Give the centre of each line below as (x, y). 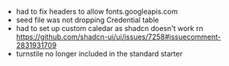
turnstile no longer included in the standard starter (99, 54)
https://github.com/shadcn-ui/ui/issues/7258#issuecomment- (119, 37)
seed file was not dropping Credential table (87, 20)
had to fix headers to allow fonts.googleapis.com (97, 12)
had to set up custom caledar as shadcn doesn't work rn (109, 28)
